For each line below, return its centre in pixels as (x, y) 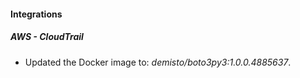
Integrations (36, 14)
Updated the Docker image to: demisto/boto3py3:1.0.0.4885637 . (158, 62)
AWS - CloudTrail (47, 37)
